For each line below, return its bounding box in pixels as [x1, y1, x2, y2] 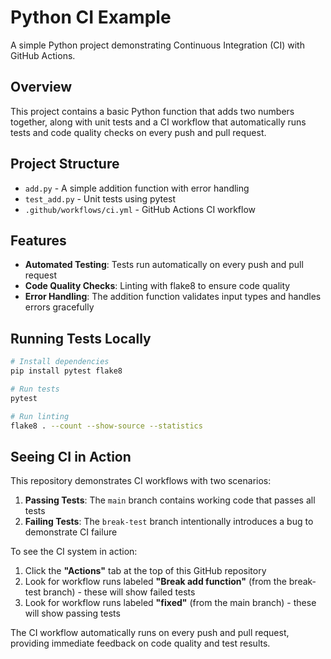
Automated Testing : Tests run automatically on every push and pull [24, 259, 304, 271]
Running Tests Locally [10, 330, 152, 347]
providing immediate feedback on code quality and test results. [10, 637, 271, 650]
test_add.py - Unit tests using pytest [24, 192, 177, 205]
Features [10, 232, 67, 249]
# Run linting [10, 411, 70, 421]
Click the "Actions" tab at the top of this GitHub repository [24, 565, 267, 577]
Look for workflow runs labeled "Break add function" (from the [24, 576, 287, 588]
